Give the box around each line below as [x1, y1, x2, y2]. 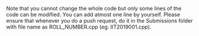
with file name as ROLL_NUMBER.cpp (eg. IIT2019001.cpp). [6, 23, 151, 30]
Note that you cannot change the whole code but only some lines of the [6, 5, 182, 12]
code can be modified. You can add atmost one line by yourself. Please [6, 11, 180, 18]
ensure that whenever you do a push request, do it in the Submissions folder [6, 17, 193, 24]
